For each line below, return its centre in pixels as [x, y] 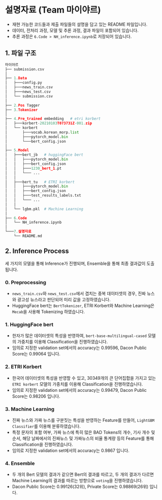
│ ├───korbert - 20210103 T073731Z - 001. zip [49, 123]
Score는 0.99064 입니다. [36, 354]
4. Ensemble [20, 463]
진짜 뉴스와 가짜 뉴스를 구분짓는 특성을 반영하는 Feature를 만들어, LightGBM [83, 420]
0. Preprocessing [26, 282]
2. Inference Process [37, 251]
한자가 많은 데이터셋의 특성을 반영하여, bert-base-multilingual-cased [79, 336]
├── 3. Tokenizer [21, 110]
